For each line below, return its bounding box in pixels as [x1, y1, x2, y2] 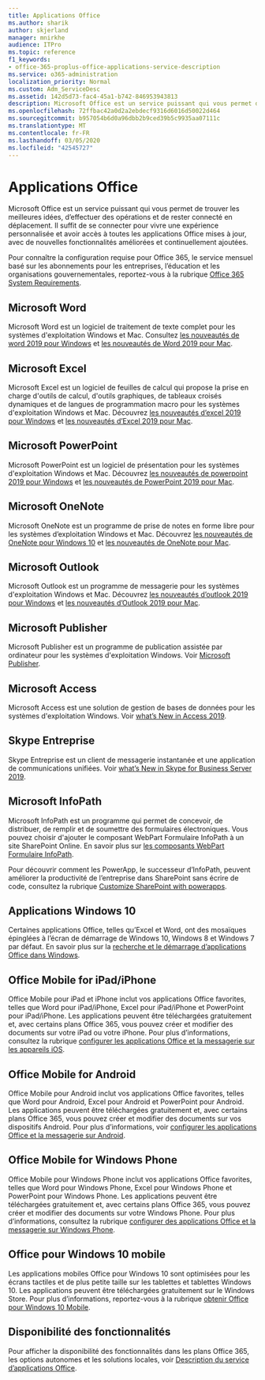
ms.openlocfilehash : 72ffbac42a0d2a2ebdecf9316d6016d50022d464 [8, 107, 221, 115]
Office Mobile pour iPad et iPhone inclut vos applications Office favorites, [8, 994, 247, 1004]
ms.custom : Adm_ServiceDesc [8, 85, 101, 93]
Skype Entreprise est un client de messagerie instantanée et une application [8, 755, 256, 764]
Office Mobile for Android [8, 1068, 136, 1081]
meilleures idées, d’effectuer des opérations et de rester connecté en [8, 213, 233, 222]
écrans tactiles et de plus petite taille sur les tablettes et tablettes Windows [8, 1277, 252, 1287]
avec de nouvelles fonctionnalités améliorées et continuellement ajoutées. [8, 238, 248, 247]
